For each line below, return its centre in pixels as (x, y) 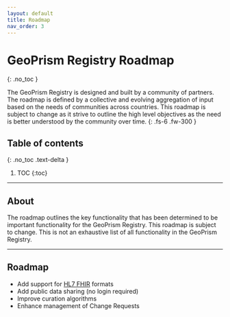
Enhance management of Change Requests (78, 305)
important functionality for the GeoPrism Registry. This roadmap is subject (112, 224)
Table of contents (45, 143)
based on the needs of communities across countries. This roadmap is (106, 107)
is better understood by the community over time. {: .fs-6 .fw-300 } (102, 121)
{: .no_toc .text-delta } (38, 160)
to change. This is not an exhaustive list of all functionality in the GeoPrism (112, 232)
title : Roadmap (29, 20)
